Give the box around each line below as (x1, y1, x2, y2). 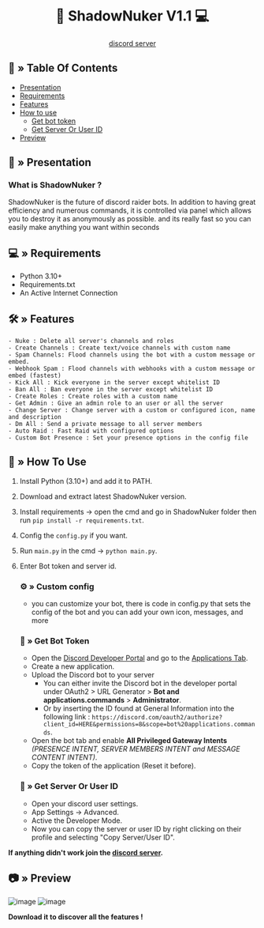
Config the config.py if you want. (19, 530, 128, 540)
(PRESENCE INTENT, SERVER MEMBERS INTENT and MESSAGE (31, 745, 240, 754)
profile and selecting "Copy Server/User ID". (31, 832, 176, 842)
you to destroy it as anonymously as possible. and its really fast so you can (8, 214, 251, 224)
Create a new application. (31, 662, 115, 671)
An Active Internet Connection (19, 289, 118, 298)
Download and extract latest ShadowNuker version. (19, 492, 187, 501)
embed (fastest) (8, 372, 61, 380)
